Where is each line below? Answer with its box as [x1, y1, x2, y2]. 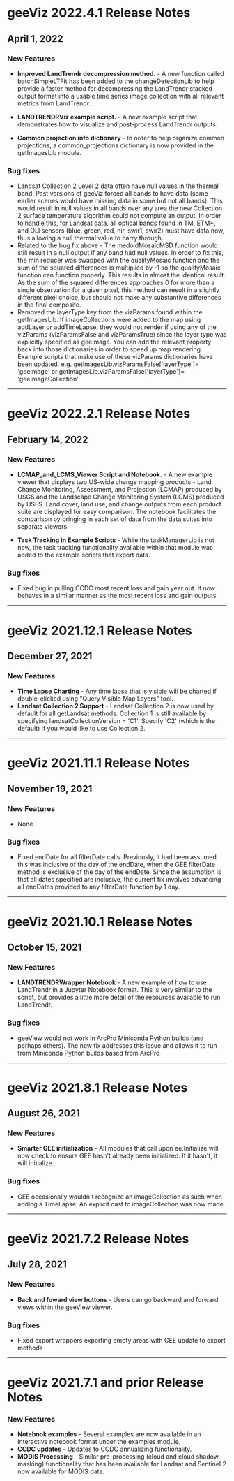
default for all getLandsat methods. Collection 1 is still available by [17, 709, 207, 717]
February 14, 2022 [7, 433, 88, 445]
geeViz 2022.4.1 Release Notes [7, 5, 191, 21]
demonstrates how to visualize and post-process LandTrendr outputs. [17, 120, 218, 129]
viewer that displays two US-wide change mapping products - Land [17, 478, 212, 486]
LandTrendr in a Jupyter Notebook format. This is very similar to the [17, 986, 212, 994]
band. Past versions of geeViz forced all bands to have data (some [17, 189, 208, 198]
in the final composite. [17, 300, 81, 309]
